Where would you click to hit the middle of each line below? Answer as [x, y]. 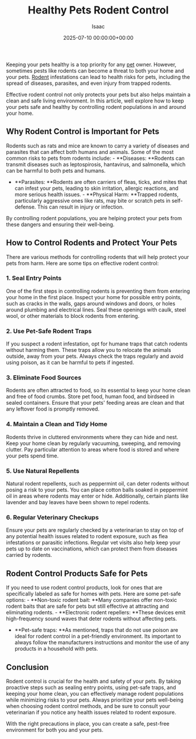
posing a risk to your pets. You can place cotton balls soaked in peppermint [97, 490]
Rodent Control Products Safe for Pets [77, 574]
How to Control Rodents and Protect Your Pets [92, 243]
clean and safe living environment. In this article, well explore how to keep [95, 101]
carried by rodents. [29, 555]
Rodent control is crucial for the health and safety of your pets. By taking [94, 681]
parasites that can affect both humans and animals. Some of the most [90, 152]
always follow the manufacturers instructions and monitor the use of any [102, 642]
